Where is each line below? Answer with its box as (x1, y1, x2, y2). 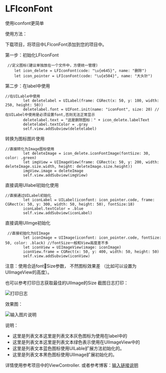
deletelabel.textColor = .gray (23, 122, 88, 127)
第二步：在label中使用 (5, 83, 50, 89)
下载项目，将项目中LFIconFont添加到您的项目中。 (5, 41, 107, 47)
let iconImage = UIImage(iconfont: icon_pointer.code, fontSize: (23, 235, 162, 240)
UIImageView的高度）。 (5, 269, 52, 275)
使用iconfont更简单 (5, 20, 44, 26)
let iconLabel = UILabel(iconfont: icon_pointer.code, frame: (23, 197, 155, 202)
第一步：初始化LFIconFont (5, 52, 59, 58)
